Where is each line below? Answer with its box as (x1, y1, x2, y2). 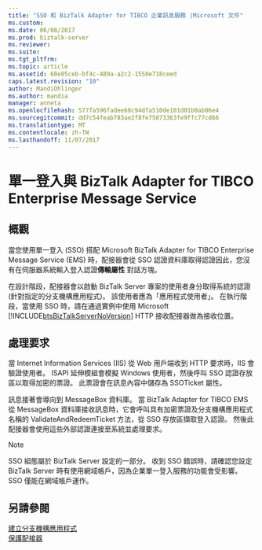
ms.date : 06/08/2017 (8, 26, 76, 34)
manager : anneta (8, 99, 61, 107)
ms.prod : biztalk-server (8, 33, 89, 42)
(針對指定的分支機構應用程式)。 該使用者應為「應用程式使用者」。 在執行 (8, 291, 241, 301)
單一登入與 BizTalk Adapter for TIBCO (8, 172, 254, 190)
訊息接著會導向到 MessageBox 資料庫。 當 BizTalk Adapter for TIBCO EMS (8, 395, 249, 404)
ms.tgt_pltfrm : (8, 56, 58, 64)
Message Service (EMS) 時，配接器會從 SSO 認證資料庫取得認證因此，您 (8, 255, 243, 264)
